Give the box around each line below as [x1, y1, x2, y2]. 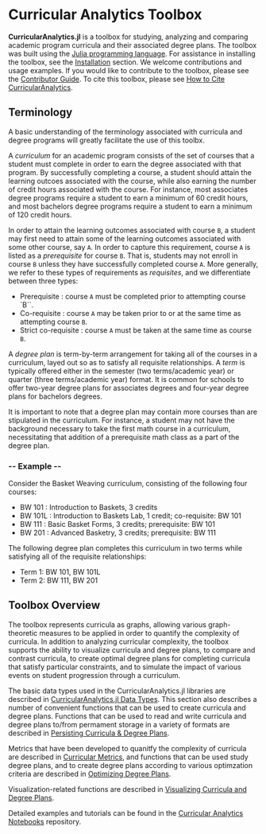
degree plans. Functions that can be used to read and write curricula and [8, 711, 247, 721]
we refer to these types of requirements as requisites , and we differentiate [8, 267, 251, 277]
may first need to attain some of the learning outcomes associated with [8, 233, 241, 244]
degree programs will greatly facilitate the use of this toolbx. [8, 135, 205, 145]
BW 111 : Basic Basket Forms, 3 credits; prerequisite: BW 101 [19, 520, 216, 529]
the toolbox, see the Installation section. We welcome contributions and [8, 57, 242, 67]
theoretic [8, 628, 38, 637]
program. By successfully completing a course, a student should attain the [8, 167, 252, 177]
